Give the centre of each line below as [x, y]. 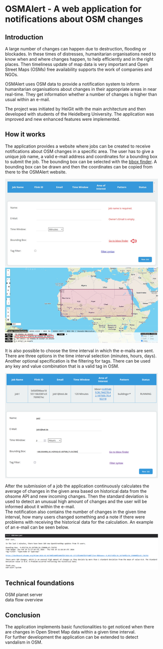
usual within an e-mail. [28, 100]
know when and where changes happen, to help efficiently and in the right [79, 59]
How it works [25, 134]
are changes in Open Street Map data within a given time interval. [70, 632]
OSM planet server [24, 595]
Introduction [24, 37]
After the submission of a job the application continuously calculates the [77, 486]
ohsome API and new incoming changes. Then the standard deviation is [77, 496]
